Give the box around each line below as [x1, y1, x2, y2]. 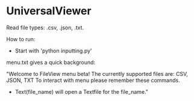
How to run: [6, 35, 36, 42]
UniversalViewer [6, 4, 92, 18]
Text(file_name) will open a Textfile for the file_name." [14, 88, 149, 95]
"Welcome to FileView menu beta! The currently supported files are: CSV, [6, 70, 189, 77]
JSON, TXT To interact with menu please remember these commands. [6, 76, 180, 84]
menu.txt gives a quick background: [6, 59, 95, 66]
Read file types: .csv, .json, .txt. [6, 24, 84, 31]
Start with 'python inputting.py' [14, 47, 92, 54]
